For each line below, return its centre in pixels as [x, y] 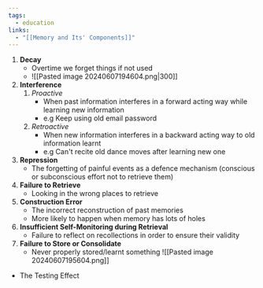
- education [35, 23]
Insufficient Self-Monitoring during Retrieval [94, 227]
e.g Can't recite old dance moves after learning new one [134, 152]
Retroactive [50, 127]
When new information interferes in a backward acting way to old [149, 135]
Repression [39, 160]
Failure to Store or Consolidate [70, 244]
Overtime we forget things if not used [92, 68]
